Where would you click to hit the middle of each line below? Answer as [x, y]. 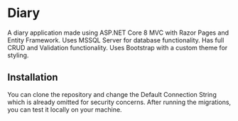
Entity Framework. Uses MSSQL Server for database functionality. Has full [116, 40]
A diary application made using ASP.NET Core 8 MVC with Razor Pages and [118, 33]
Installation [33, 77]
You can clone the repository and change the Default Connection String [112, 94]
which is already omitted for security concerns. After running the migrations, [119, 102]
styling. [18, 55]
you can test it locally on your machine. [65, 109]
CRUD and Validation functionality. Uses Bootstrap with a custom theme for [118, 47]
